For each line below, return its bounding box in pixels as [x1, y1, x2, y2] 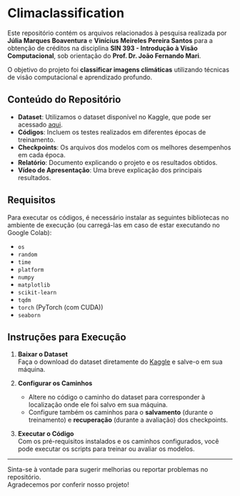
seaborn [17, 312, 41, 319]
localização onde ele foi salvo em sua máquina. [28, 400, 168, 409]
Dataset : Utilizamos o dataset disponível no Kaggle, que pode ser [17, 112, 211, 121]
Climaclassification [7, 5, 125, 21]
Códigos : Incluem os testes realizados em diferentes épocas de [17, 127, 206, 137]
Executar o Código [17, 430, 74, 438]
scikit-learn [17, 289, 57, 296]
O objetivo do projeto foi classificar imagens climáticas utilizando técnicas [7, 65, 230, 74]
